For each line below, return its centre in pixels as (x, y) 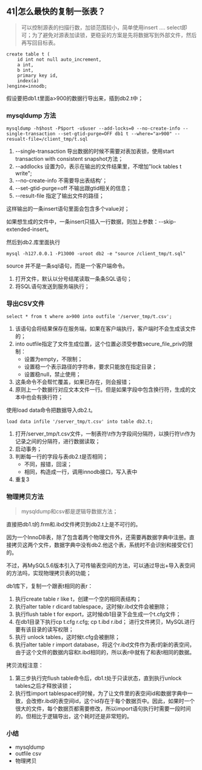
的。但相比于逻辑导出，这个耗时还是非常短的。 (73, 716)
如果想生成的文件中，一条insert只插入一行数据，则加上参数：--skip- (91, 222)
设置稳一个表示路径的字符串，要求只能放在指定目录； (91, 367)
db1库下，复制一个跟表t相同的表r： (50, 586)
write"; (23, 174)
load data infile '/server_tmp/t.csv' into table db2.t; (80, 422)
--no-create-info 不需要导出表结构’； (61, 181)
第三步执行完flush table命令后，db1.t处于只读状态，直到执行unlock (98, 678)
